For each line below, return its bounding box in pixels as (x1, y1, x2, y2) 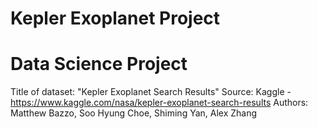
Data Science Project (10, 53, 188, 76)
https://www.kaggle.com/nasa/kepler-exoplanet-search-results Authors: (10, 97, 309, 109)
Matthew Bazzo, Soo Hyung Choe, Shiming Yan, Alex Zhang (10, 107, 258, 119)
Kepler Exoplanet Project (10, 7, 221, 30)
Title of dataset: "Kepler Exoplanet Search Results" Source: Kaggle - (10, 86, 292, 98)
